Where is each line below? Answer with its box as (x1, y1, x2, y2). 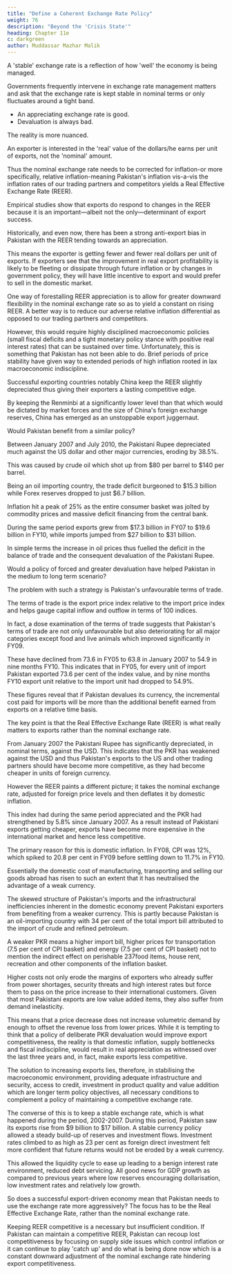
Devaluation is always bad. (17, 118, 94, 125)
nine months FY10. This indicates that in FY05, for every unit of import (7, 662, 206, 671)
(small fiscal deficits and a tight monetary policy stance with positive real (7, 335, 214, 343)
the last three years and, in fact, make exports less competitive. (7, 1053, 188, 1061)
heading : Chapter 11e (7, 29, 70, 37)
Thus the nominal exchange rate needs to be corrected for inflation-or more (7, 165, 223, 173)
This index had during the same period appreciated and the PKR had (7, 810, 202, 819)
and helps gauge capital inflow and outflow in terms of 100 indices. (7, 606, 198, 615)
